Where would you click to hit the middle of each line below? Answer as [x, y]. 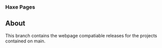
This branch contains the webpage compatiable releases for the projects [81, 35]
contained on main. [25, 41]
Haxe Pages [20, 7]
